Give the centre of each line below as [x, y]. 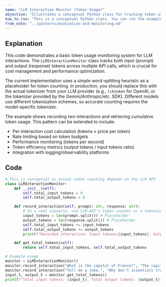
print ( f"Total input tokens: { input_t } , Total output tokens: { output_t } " [84, 280]
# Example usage [22, 257]
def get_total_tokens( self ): [44, 243]
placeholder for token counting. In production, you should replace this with [81, 86]
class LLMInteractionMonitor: [36, 184]
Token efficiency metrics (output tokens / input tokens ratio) [73, 147]
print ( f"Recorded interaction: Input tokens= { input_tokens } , [87, 234]
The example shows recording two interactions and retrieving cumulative [79, 117]
